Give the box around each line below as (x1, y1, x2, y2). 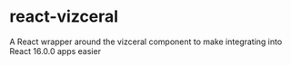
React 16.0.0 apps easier (9, 45, 102, 56)
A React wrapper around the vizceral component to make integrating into (9, 36, 283, 47)
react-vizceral (9, 6, 119, 27)
